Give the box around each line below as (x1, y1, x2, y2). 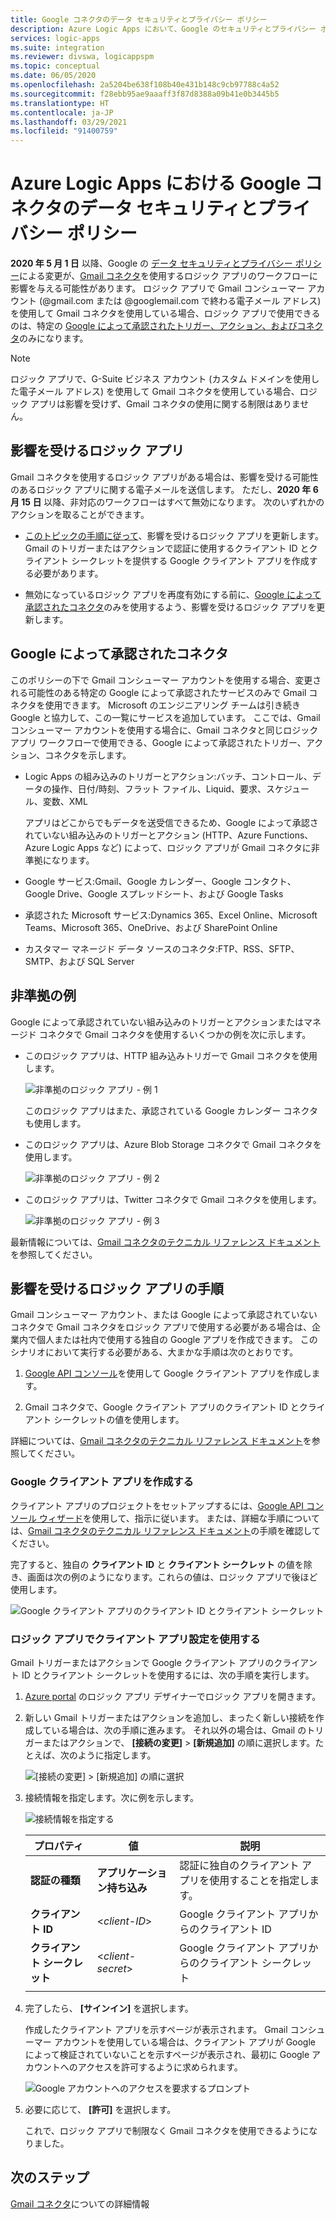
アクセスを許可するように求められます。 (77, 2061, 243, 2073)
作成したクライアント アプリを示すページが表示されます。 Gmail (24, 2023, 288, 2035)
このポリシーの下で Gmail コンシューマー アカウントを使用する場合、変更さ (10, 674, 322, 686)
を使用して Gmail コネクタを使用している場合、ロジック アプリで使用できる (10, 307, 321, 320)
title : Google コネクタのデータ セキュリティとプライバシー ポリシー (10, 14, 268, 25)
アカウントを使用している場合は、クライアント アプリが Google (53, 2036, 317, 2048)
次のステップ (10, 2169, 90, 2186)
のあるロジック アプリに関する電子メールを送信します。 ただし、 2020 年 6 (10, 483, 319, 495)
